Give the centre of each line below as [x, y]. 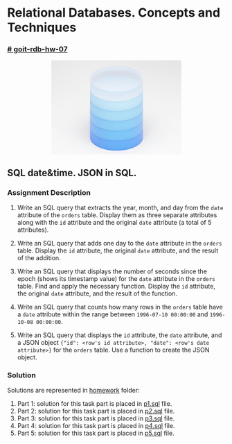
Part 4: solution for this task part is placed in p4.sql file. [96, 426]
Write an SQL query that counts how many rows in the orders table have [120, 307]
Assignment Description [49, 192]
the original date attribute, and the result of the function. [97, 293]
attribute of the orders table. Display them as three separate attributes [117, 215]
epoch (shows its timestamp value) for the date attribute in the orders [116, 279]
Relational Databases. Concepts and [114, 13]
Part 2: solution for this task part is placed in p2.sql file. [96, 411]
